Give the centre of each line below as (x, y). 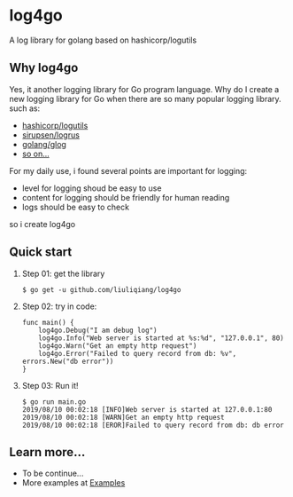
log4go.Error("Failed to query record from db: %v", (138, 353)
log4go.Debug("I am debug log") (98, 330)
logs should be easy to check (76, 207)
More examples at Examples (73, 483)
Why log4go (44, 68)
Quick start (41, 252)
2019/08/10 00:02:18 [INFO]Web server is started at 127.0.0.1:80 (147, 409)
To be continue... (53, 473)
